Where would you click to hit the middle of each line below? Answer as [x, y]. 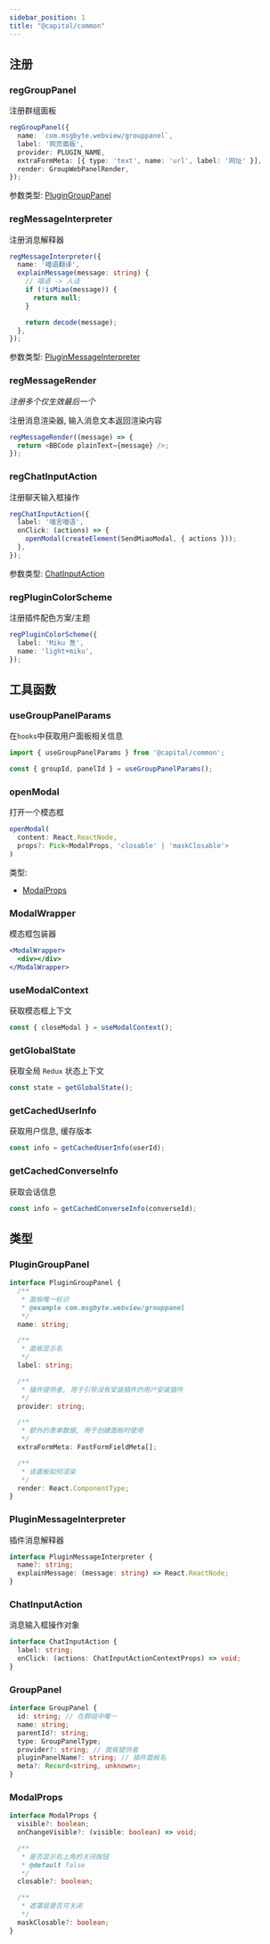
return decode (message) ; [71, 322]
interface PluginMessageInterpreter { [81, 1557]
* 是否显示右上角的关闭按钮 [65, 1857]
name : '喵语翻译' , [49, 265]
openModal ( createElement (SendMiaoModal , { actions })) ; [131, 539]
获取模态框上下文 [41, 1011]
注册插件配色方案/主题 [50, 618]
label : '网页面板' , [51, 144]
